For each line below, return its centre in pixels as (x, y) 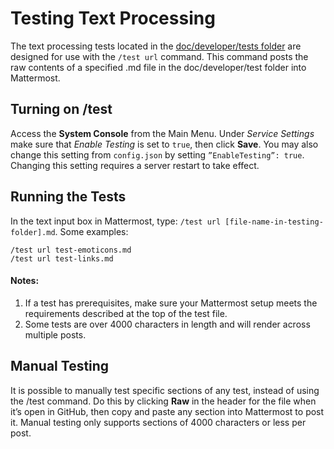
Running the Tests (68, 197)
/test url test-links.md (62, 258)
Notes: (25, 281)
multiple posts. (55, 334)
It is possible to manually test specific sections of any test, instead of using (165, 390)
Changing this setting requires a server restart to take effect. (135, 165)
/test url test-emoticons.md (71, 250)
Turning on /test (61, 109)
